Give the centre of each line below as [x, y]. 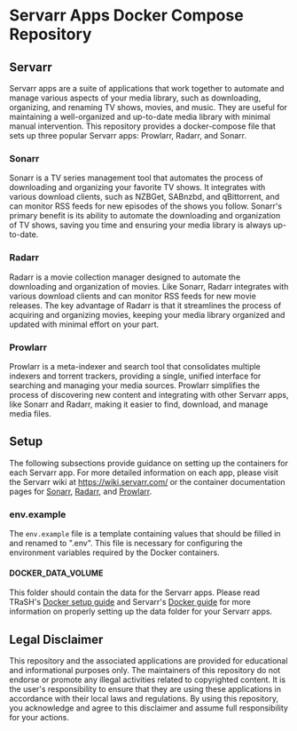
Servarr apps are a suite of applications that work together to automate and [147, 88]
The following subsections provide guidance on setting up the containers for [148, 463]
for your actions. [39, 718]
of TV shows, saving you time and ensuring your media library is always [141, 225]
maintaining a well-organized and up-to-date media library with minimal [140, 117]
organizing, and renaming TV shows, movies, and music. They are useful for [148, 107]
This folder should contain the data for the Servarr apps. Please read [134, 592]
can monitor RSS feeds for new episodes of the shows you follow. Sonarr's [146, 206]
